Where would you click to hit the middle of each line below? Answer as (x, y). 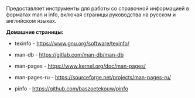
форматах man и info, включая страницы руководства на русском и (91, 15)
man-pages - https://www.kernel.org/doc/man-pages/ (80, 66)
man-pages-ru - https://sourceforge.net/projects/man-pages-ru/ (93, 77)
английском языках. (31, 21)
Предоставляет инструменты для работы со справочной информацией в (97, 8)
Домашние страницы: (35, 32)
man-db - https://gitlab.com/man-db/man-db (69, 55)
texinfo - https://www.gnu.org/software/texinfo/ (72, 43)
